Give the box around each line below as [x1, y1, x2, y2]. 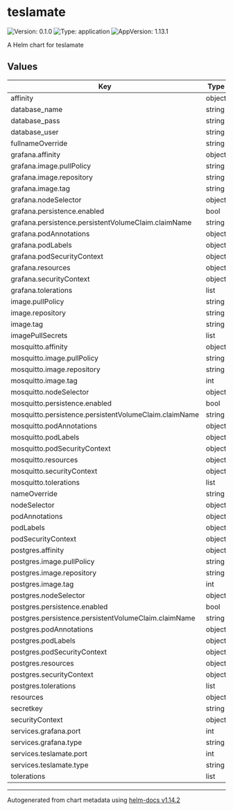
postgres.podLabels [10, 636, 76, 645]
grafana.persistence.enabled [10, 206, 105, 216]
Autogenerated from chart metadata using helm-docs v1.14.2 [7, 796, 180, 804]
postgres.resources [10, 658, 74, 668]
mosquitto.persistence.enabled [10, 398, 112, 408]
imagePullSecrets [10, 330, 68, 340]
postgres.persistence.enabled [10, 602, 108, 611]
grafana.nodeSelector [10, 195, 82, 204]
